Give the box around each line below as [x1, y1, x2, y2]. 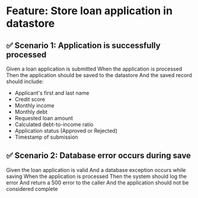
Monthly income [14, 102, 55, 109]
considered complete [6, 185, 58, 192]
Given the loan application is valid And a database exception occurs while [6, 166, 186, 173]
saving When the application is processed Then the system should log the [6, 173, 187, 180]
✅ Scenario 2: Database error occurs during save [6, 151, 191, 161]
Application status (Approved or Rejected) [14, 127, 117, 134]
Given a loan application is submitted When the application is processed [6, 65, 183, 72]
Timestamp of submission [14, 133, 78, 140]
